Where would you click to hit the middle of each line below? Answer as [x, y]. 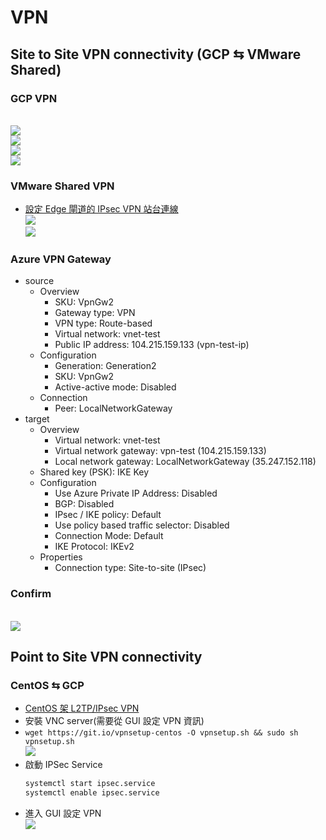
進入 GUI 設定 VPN [63, 813]
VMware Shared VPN [62, 186]
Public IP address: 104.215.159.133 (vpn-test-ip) [152, 345]
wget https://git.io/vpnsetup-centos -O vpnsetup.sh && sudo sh [161, 733]
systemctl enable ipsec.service [92, 793]
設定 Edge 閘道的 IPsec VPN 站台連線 [101, 209]
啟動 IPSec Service [63, 765]
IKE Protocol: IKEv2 [94, 547]
